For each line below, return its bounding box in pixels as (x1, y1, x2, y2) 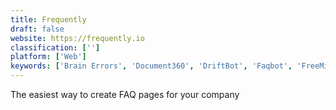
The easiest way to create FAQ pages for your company (10, 89, 240, 100)
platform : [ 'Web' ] (10, 52, 87, 62)
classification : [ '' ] (10, 42, 101, 53)
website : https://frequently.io (10, 33, 145, 43)
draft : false (10, 24, 65, 34)
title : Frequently (10, 14, 87, 25)
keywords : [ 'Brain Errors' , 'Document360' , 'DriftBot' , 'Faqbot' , (10, 61, 293, 71)
